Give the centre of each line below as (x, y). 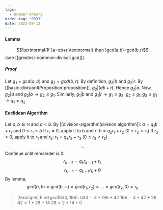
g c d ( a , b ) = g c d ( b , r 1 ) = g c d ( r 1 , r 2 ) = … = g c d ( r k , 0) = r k (82, 187)
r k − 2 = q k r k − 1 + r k (82, 162)
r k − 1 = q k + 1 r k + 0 (82, 171)
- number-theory (26, 14)
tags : (11, 10)
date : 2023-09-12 (23, 23)
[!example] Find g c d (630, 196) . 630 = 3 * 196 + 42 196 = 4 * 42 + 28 (87, 197)
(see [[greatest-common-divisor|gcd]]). (45, 58)
